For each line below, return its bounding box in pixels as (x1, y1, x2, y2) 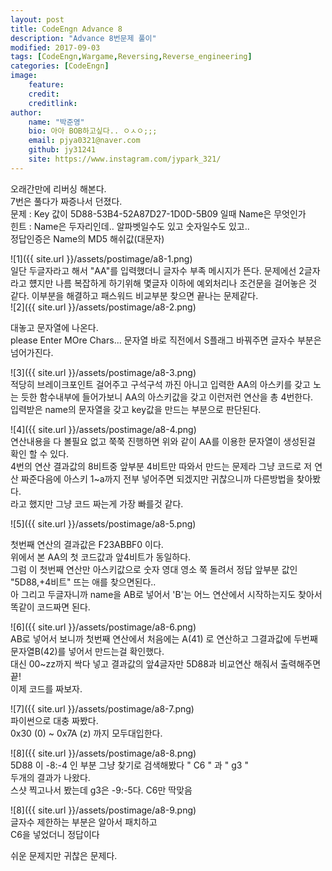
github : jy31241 (28, 145, 97, 155)
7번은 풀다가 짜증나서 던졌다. (10, 195, 123, 207)
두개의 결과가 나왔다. (10, 771, 91, 783)
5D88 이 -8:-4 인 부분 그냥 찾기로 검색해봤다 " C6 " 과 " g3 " (10, 759, 249, 771)
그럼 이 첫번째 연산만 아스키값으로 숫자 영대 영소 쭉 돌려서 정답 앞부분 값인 (10, 563, 298, 575)
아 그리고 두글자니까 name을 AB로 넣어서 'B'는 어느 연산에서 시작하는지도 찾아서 (10, 588, 323, 600)
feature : (28, 80, 65, 90)
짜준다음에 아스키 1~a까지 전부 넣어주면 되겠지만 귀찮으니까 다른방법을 (20, 472, 295, 485)
